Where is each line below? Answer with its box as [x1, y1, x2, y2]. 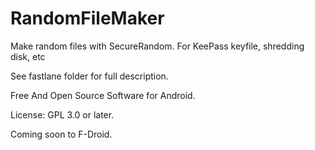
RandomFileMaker [10, 7, 165, 30]
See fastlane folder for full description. [10, 70, 169, 82]
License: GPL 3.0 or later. [10, 108, 115, 121]
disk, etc [10, 50, 46, 62]
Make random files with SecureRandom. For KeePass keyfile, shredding [10, 40, 305, 52]
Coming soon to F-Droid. [10, 128, 113, 140]
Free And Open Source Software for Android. [10, 89, 196, 101]
